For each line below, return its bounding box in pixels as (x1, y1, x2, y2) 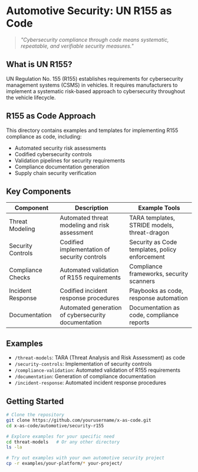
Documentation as (129, 303, 180, 312)
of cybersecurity (60, 311, 106, 319)
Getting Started (6, 396, 64, 406)
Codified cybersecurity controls (14, 150, 93, 157)
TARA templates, (129, 214, 176, 222)
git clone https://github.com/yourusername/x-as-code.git (6, 417, 151, 423)
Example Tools (138, 204, 180, 212)
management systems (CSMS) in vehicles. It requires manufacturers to (6, 81, 178, 88)
